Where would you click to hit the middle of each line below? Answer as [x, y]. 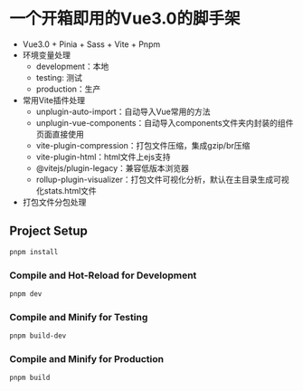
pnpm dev [26, 294]
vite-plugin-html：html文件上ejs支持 [103, 157]
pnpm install [34, 252]
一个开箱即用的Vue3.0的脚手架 [125, 19]
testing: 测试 [59, 77]
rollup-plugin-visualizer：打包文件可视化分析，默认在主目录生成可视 [162, 179]
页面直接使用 [60, 134]
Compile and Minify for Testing [79, 317]
